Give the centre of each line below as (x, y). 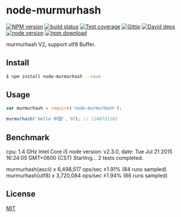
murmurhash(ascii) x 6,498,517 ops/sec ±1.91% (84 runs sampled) (86, 169)
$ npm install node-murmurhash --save (53, 76)
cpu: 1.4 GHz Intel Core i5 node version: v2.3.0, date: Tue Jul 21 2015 (89, 152)
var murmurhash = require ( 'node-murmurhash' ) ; (64, 108)
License (21, 194)
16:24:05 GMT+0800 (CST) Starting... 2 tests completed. (75, 158)
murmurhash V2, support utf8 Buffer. (51, 44)
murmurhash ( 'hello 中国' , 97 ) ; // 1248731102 (62, 119)
